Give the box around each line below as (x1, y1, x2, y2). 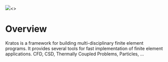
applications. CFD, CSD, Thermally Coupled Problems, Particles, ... (5, 51, 145, 57)
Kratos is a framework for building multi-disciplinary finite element (5, 40, 144, 46)
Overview (5, 23, 47, 35)
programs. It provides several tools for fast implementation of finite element (5, 45, 163, 51)
